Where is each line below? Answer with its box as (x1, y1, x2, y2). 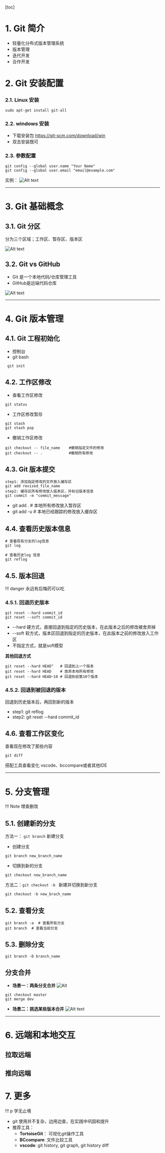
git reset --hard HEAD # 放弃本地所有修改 (5, 669, 94, 674)
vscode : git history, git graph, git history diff (19, 1142, 109, 1148)
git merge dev (5, 996, 34, 1002)
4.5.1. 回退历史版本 (5, 599, 50, 606)
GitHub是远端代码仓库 (12, 280, 57, 286)
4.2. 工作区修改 (5, 378, 52, 386)
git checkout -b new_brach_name (5, 892, 71, 897)
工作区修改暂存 (12, 411, 43, 417)
